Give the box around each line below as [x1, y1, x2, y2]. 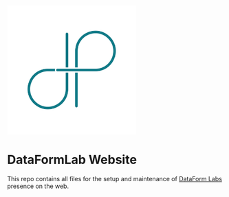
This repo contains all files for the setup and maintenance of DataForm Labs [7, 174, 222, 183]
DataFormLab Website [7, 152, 138, 167]
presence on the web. [7, 182, 69, 190]
